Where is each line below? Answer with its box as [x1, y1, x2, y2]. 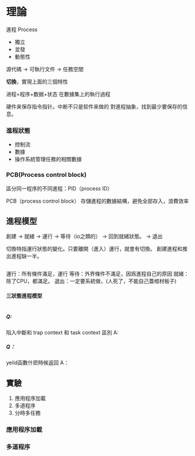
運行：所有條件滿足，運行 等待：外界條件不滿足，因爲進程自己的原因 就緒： [6, 270, 189, 277]
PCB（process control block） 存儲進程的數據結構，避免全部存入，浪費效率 [6, 197, 189, 204]
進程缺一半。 [11, 253, 42, 260]
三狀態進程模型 [6, 292, 42, 299]
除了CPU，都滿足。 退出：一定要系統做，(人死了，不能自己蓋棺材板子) [6, 277, 177, 285]
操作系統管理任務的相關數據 [14, 156, 82, 163]
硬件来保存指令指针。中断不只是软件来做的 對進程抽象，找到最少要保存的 [6, 103, 183, 110]
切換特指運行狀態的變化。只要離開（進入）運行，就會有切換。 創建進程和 [6, 245, 183, 253]
